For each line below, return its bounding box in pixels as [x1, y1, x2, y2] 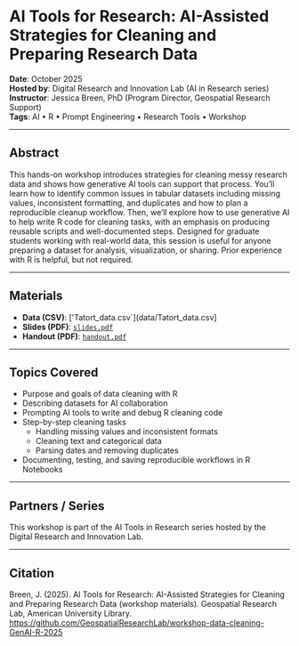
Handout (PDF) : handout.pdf [21, 331, 127, 342]
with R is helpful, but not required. [9, 254, 133, 264]
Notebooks [21, 464, 63, 475]
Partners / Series [9, 498, 105, 513]
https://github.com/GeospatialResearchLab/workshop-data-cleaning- [9, 618, 265, 628]
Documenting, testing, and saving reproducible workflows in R [21, 455, 251, 465]
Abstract [9, 145, 60, 161]
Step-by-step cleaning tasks [21, 416, 126, 428]
